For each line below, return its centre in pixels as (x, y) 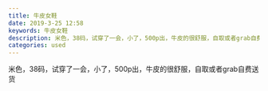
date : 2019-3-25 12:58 (46, 23)
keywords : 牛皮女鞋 (38, 30)
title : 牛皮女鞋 (33, 16)
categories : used (37, 45)
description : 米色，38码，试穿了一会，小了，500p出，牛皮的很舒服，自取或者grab (130, 38)
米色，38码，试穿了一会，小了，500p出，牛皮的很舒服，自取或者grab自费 (130, 69)
